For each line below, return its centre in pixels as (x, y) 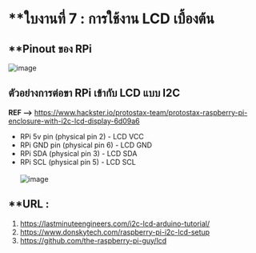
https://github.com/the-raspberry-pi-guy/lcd (93, 240)
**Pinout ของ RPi (50, 48)
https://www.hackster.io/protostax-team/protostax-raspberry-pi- (141, 112)
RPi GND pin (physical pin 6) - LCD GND (86, 145)
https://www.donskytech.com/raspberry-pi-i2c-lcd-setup (115, 232)
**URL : (29, 205)
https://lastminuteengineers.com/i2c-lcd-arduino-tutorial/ (115, 223)
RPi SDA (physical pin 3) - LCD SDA (78, 153)
